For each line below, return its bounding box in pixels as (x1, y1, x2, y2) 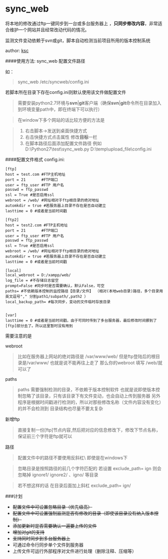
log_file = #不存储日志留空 (5, 278, 59, 283)
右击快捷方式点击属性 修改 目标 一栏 (25, 134, 97, 140)
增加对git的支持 (12, 529, 45, 535)
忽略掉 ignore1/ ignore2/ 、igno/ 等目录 (17, 472, 98, 478)
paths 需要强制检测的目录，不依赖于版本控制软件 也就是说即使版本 (17, 386, 156, 392)
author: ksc (5, 47, 29, 54)
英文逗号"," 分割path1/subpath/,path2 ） (5, 294, 88, 299)
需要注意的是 (5, 333, 32, 339)
